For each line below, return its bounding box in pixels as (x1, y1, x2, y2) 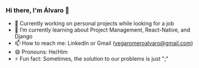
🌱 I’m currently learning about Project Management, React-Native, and (14, 26, 191, 33)
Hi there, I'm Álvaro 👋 (5, 6, 70, 15)
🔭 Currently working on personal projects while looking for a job (14, 20, 174, 27)
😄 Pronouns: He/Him (14, 49, 68, 56)
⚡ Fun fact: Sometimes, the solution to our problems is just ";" (14, 55, 169, 63)
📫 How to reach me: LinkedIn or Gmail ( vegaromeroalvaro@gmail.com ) (14, 39, 194, 47)
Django (14, 33, 33, 40)
